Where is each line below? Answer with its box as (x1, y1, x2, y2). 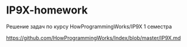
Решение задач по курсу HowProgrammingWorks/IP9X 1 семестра (6, 23, 172, 30)
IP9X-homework (6, 4, 88, 17)
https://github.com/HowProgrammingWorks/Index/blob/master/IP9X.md (6, 34, 181, 41)
